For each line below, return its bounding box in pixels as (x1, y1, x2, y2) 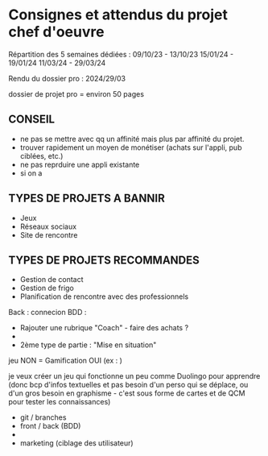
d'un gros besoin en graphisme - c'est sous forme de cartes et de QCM (8, 388, 245, 398)
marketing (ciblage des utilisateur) (19, 438, 134, 448)
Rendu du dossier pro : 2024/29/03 (8, 73, 126, 83)
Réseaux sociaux (19, 222, 77, 231)
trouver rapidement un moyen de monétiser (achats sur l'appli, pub (19, 143, 242, 152)
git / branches (19, 412, 67, 422)
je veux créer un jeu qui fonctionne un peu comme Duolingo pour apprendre (8, 371, 261, 381)
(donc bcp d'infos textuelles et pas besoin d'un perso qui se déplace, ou (8, 380, 249, 390)
